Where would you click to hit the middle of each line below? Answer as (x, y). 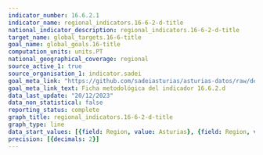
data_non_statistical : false (56, 103)
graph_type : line (36, 124)
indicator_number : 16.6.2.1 (54, 15)
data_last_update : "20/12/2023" (61, 96)
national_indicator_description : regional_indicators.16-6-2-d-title (124, 30)
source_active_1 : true (45, 67)
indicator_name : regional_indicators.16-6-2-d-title (96, 23)
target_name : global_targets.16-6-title (75, 37)
